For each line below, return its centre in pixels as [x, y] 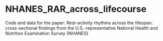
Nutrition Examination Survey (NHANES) [47, 33]
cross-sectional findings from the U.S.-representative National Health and [82, 28]
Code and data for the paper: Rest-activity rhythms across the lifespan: [79, 23]
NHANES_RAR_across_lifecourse [76, 9]
